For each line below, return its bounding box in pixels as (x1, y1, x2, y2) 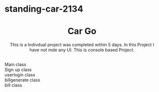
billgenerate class (4, 77, 40, 83)
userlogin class (4, 72, 35, 78)
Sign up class (4, 67, 32, 73)
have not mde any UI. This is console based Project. (29, 47, 134, 53)
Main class (4, 62, 26, 68)
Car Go (67, 26, 97, 37)
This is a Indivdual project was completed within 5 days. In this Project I (10, 42, 154, 48)
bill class (4, 82, 23, 88)
